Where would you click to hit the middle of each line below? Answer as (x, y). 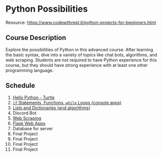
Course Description (36, 38)
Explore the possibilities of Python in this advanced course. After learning (79, 49)
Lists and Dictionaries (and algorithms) (51, 108)
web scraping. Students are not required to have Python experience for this (81, 60)
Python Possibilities (47, 9)
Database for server (33, 128)
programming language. (30, 70)
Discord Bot (24, 113)
